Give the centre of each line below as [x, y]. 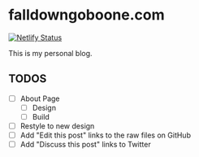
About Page [40, 98]
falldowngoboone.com [87, 15]
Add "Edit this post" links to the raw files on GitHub [105, 135]
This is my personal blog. [50, 53]
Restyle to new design [57, 126]
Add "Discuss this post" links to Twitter [86, 145]
